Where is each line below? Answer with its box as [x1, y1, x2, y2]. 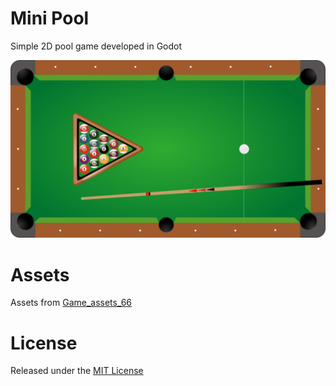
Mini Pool [10, 7, 90, 30]
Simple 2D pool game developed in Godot [10, 40, 183, 52]
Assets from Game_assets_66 [10, 297, 133, 309]
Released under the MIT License [10, 365, 144, 377]
